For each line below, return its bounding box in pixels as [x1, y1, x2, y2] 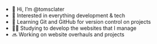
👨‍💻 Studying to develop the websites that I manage [11, 24, 137, 32]
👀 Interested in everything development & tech [11, 12, 126, 19]
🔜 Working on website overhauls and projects [11, 31, 124, 38]
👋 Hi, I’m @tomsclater [11, 6, 65, 12]
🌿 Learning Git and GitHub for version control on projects [11, 18, 151, 25]
